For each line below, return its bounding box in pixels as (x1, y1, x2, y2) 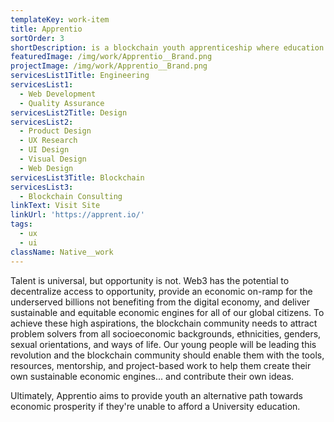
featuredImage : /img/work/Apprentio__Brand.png (10, 52, 213, 62)
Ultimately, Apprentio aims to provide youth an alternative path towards (10, 389, 304, 401)
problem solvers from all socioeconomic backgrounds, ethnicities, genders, (10, 327, 322, 340)
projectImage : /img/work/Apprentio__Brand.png (10, 61, 208, 71)
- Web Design (19, 163, 74, 173)
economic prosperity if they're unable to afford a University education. (10, 400, 301, 412)
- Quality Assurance (19, 98, 105, 108)
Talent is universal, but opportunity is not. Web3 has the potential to (10, 274, 290, 286)
